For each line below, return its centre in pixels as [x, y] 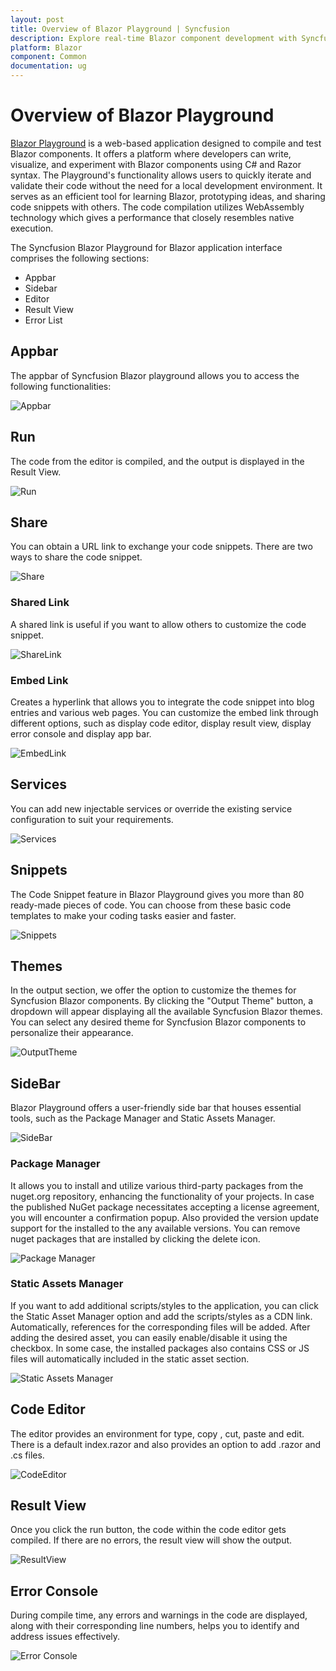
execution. [32, 228]
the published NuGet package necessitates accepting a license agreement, [165, 1207]
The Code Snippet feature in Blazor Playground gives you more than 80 [157, 894]
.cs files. [27, 1455]
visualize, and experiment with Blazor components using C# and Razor [156, 164]
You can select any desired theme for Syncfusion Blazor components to [158, 1022]
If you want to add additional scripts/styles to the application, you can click [164, 1305]
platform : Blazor [46, 47]
